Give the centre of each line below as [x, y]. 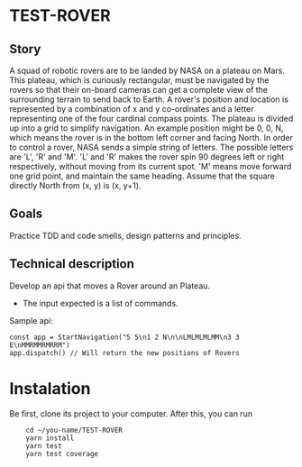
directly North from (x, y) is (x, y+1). [75, 185]
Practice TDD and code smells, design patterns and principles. [125, 235]
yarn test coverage [62, 453]
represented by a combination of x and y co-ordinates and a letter [132, 109]
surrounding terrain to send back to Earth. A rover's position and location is [149, 99]
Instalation [50, 388]
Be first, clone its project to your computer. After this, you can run [131, 413]
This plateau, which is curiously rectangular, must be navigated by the [139, 80]
